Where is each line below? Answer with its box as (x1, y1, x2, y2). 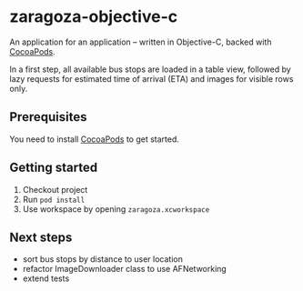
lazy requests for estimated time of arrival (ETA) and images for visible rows (9, 73, 294, 84)
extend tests (22, 273, 70, 284)
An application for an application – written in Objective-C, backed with (9, 36, 272, 47)
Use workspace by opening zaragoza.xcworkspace (22, 203, 210, 215)
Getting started (9, 160, 98, 176)
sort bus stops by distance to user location (22, 254, 184, 265)
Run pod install (22, 194, 86, 205)
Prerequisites (9, 109, 87, 125)
